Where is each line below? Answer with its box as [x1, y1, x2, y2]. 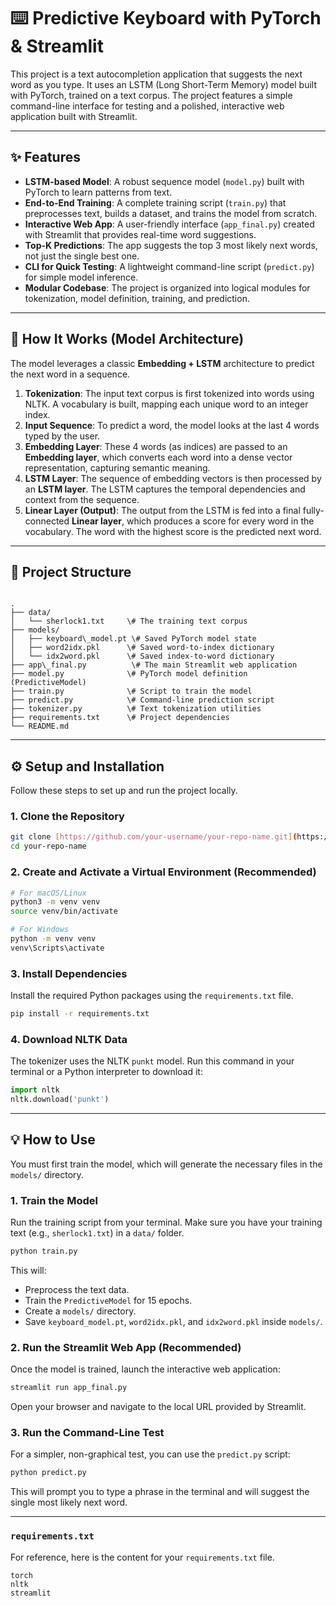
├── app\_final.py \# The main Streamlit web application [10, 660, 298, 670]
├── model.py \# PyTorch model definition [10, 669, 248, 679]
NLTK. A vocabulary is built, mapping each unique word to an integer [24, 398, 309, 410]
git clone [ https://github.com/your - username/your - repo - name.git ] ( [10, 832, 298, 842]
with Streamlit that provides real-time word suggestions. [24, 228, 257, 240]
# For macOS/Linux [10, 888, 87, 898]
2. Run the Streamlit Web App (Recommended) [10, 1340, 242, 1354]
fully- [302, 504, 325, 516]
